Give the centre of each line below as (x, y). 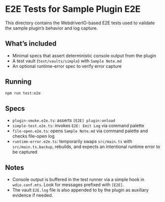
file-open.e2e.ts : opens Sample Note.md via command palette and (80, 131)
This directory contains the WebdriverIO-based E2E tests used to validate (80, 23)
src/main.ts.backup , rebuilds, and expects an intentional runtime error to (86, 147)
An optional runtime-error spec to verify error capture (67, 66)
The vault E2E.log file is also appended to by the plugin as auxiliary (81, 190)
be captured (25, 152)
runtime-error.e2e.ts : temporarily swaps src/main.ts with (72, 142)
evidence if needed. (33, 195)
